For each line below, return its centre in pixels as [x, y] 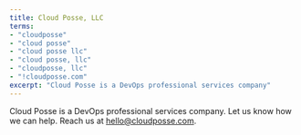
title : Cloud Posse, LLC [57, 18]
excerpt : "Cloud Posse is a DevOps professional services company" [140, 85]
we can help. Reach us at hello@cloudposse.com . [103, 121]
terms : [22, 26]
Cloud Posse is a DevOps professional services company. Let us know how [150, 111]
